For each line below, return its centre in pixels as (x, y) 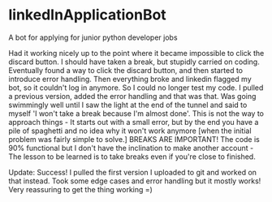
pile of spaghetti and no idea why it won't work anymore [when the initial (130, 131)
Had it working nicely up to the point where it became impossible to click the (136, 53)
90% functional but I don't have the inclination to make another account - (131, 148)
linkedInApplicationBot (87, 15)
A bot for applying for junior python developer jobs (93, 37)
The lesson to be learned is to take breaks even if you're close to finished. (132, 157)
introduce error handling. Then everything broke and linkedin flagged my (130, 79)
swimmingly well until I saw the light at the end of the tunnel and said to (128, 105)
